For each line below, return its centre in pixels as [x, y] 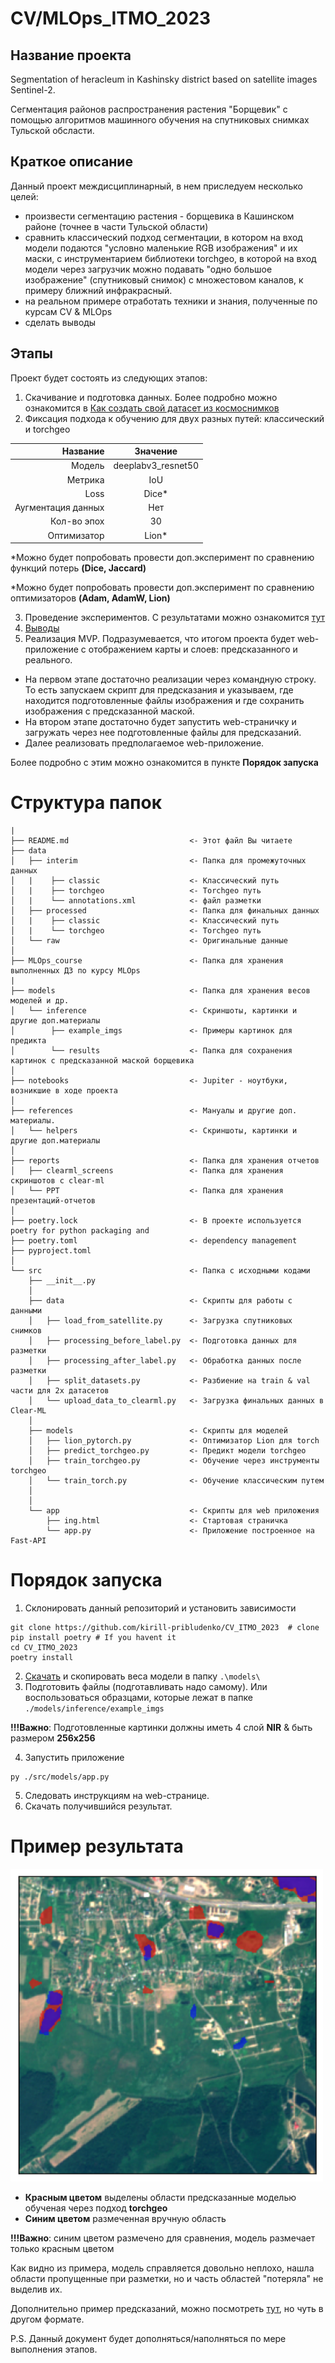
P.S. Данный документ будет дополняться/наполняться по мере [148, 2338]
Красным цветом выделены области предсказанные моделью [160, 2197]
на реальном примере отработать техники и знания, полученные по [171, 301]
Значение [156, 451]
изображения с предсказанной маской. [109, 711]
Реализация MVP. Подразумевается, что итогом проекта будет [159, 639]
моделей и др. [40, 1001]
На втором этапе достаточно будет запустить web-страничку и [160, 722]
